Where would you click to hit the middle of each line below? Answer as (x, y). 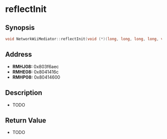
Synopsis (20, 28)
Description (24, 93)
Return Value (26, 120)
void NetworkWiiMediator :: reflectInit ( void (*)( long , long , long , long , (82, 39)
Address (19, 55)
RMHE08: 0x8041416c (35, 72)
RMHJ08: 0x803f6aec (36, 66)
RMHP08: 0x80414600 (36, 77)
